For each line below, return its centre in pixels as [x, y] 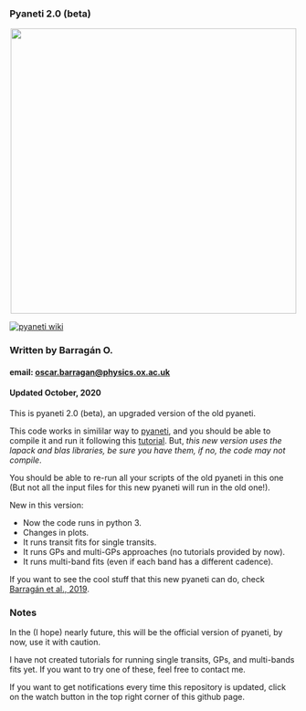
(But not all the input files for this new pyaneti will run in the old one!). [140, 487]
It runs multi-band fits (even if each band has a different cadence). [148, 562]
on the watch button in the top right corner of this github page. [127, 697]
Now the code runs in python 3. [82, 523]
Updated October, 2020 [56, 393]
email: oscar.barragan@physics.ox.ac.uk [90, 371]
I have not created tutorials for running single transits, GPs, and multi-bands [152, 660]
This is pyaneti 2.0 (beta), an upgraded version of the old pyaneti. [132, 413]
